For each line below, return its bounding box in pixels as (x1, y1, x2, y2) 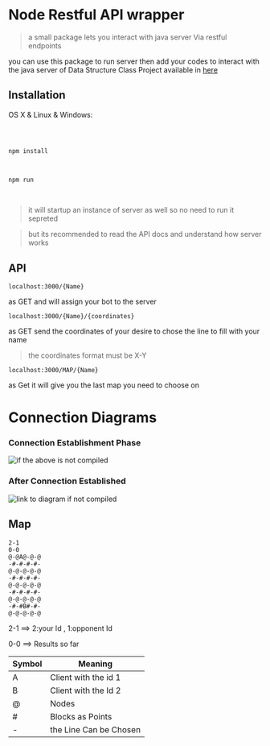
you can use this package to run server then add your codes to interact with (8, 56, 260, 66)
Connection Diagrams (8, 408, 157, 427)
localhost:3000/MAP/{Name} (8, 366, 99, 374)
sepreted (27, 213, 59, 223)
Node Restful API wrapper (8, 6, 185, 24)
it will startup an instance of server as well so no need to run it (27, 205, 235, 215)
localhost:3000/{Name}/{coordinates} (8, 312, 135, 320)
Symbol (12, 658, 43, 669)
